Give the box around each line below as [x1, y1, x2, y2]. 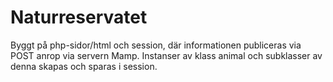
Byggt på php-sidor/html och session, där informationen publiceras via [10, 39, 302, 51]
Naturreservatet [10, 6, 148, 29]
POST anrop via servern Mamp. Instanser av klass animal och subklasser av [10, 49, 323, 61]
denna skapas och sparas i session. [10, 60, 158, 72]
